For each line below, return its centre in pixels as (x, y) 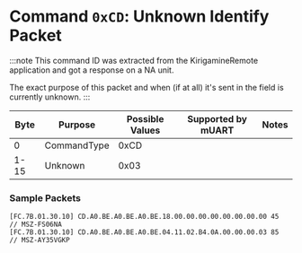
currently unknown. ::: (50, 97)
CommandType (77, 145)
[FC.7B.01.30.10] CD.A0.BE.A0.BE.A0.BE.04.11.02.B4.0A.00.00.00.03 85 (144, 232)
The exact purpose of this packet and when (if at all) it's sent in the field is (147, 87)
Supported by (217, 118)
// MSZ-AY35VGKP (40, 240)
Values (145, 130)
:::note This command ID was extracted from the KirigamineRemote (134, 60)
